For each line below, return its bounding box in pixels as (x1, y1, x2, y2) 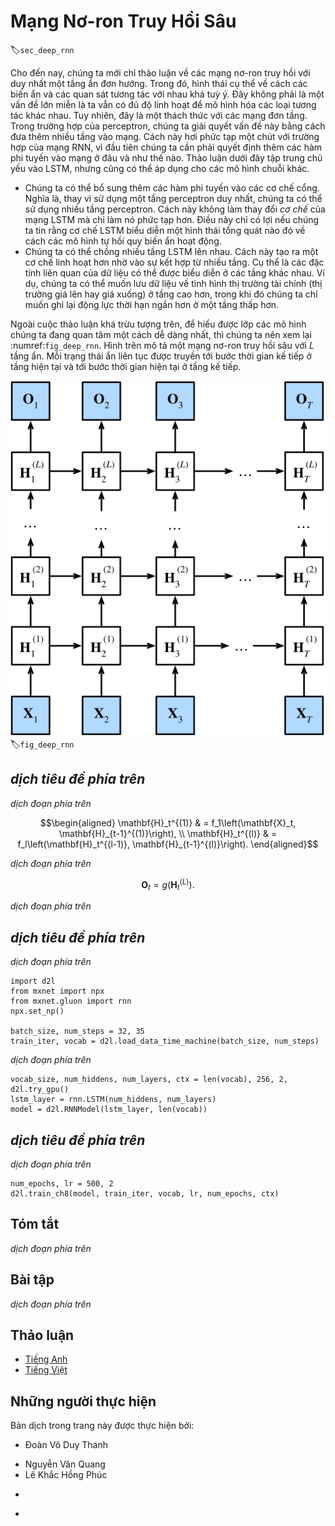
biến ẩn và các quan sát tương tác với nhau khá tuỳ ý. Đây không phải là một (10, 88, 325, 100)
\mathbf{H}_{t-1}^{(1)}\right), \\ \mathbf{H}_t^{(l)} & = (58, 827, 278, 839)
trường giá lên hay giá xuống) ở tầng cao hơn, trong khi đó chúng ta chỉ (24, 288, 318, 300)
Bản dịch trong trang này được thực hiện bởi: (10, 1420, 195, 1432)
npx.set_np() (10, 1006, 65, 1017)
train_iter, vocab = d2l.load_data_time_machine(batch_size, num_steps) (10, 1036, 320, 1047)
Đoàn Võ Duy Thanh (24, 1439, 108, 1451)
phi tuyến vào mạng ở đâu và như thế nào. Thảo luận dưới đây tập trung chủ (10, 151, 323, 164)
